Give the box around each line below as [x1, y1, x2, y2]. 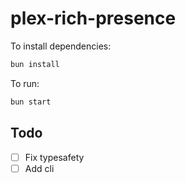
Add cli [24, 162, 55, 174]
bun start [10, 97, 52, 107]
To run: [10, 77, 40, 89]
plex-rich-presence [10, 7, 177, 30]
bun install [10, 59, 60, 69]
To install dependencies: [10, 40, 112, 52]
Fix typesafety [24, 151, 85, 163]
